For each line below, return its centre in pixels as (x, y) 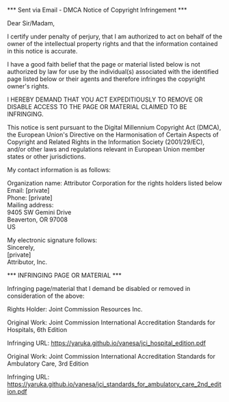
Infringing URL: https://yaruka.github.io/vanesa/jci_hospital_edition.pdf (107, 343)
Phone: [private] (30, 198)
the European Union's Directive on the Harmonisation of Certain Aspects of (113, 134)
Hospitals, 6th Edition (37, 330)
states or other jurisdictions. (46, 156)
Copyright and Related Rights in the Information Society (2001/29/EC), (106, 142)
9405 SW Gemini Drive (39, 212)
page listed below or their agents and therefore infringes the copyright (106, 79)
